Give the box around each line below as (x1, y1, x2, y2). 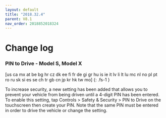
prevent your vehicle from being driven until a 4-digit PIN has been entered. (5, 91, 160, 97)
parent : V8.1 (5, 16, 32, 21)
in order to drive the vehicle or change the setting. (5, 107, 108, 113)
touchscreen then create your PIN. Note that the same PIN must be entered (5, 102, 159, 108)
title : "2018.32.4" (5, 12, 46, 17)
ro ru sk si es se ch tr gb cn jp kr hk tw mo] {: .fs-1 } (5, 76, 110, 82)
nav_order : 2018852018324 (5, 21, 58, 26)
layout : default (5, 7, 39, 12)
